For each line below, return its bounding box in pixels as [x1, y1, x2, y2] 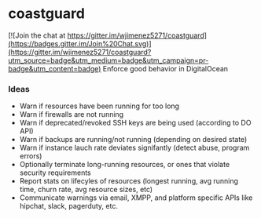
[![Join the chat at [8, 31, 66, 40]
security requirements [19, 168, 92, 177]
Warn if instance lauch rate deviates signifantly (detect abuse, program [19, 143, 250, 153]
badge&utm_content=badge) [8, 64, 101, 73]
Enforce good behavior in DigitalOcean [102, 64, 229, 73]
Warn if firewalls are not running [19, 110, 124, 119]
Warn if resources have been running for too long [19, 101, 179, 111]
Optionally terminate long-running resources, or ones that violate [19, 160, 230, 169]
